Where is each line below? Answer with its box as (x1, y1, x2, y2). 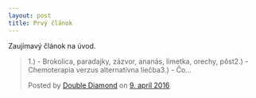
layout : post (8, 11, 52, 20)
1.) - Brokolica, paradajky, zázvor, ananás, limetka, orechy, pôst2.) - (27, 57, 249, 66)
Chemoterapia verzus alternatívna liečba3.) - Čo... (27, 65, 192, 74)
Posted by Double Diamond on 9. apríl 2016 (27, 80, 170, 90)
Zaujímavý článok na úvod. (8, 41, 96, 50)
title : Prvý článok (8, 19, 73, 27)
